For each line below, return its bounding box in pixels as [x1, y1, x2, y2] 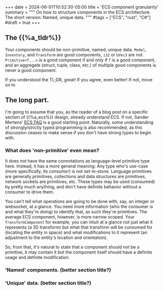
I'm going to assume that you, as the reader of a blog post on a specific [5, 109, 148, 115]
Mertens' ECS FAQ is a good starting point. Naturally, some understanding [5, 119, 153, 125]
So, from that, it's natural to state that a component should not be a [5, 244, 140, 250]
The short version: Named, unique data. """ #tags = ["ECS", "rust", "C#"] [5, 15, 151, 20]
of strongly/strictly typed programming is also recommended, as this [5, 124, 143, 130]
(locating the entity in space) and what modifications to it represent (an [5, 229, 147, 235]
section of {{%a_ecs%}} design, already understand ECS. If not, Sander [5, 114, 149, 120]
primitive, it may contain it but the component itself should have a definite [5, 249, 152, 255]
